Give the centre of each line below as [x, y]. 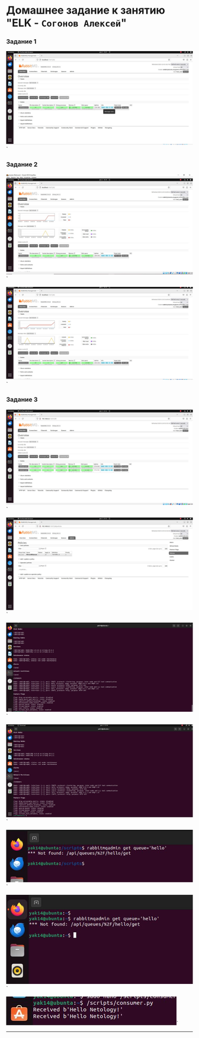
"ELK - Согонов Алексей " [67, 23]
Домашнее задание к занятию [86, 10]
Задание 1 [21, 42]
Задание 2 [22, 165]
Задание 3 [22, 399]
